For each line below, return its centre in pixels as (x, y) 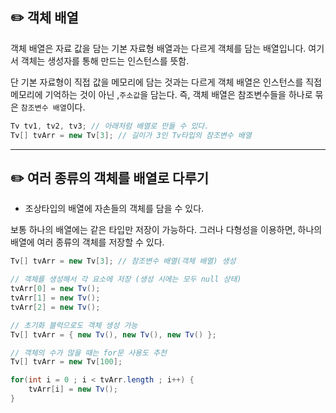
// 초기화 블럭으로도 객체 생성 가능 (74, 325)
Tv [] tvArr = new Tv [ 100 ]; (66, 362)
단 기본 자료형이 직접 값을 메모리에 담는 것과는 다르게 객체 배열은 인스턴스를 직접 (166, 82)
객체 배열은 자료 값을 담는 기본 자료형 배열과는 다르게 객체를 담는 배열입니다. (158, 48)
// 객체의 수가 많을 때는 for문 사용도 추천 (88, 353)
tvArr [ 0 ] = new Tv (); (55, 289)
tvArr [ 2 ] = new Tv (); (55, 307)
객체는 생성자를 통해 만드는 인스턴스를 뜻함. (105, 60)
